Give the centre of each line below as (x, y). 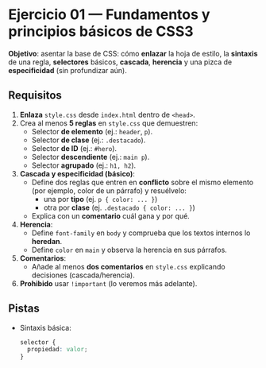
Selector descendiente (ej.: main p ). (91, 157)
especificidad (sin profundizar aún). (67, 70)
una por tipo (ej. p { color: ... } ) (100, 199)
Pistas (24, 309)
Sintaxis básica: (45, 327)
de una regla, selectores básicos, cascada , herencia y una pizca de (120, 62)
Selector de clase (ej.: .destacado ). (89, 140)
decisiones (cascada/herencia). (83, 275)
